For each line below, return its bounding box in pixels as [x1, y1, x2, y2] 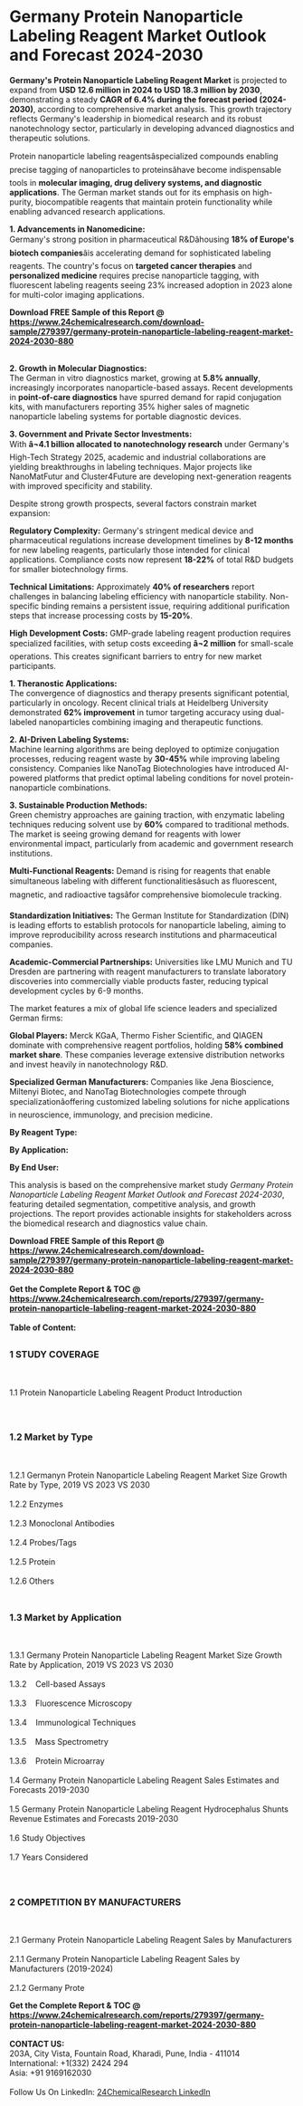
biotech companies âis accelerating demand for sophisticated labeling [9, 247, 271, 258]
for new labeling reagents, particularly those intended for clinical [9, 544, 251, 555]
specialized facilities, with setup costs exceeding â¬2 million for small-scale [9, 637, 294, 648]
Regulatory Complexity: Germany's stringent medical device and [9, 525, 254, 536]
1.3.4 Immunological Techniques [9, 1718, 137, 1728]
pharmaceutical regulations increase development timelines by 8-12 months [9, 534, 294, 545]
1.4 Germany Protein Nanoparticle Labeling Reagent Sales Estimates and [9, 1775, 279, 1785]
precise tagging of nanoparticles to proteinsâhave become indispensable [9, 164, 282, 175]
